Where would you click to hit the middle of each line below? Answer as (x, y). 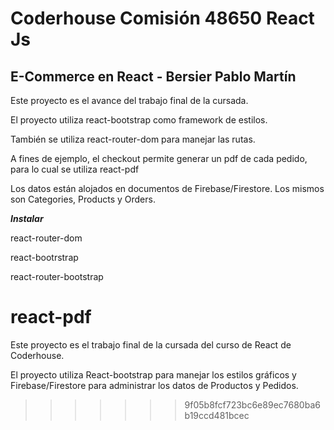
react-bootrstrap (44, 257)
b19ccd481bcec (217, 415)
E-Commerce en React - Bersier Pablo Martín (153, 76)
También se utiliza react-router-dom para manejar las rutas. (133, 139)
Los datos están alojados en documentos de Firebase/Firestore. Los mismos (167, 188)
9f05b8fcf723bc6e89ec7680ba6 (252, 404)
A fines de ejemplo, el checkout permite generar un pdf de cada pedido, (159, 158)
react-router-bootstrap (57, 276)
